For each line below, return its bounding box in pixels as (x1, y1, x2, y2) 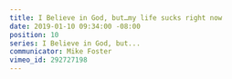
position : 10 (9, 30, 59, 39)
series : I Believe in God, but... (9, 38, 142, 48)
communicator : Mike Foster (9, 47, 112, 56)
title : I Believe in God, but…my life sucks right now (9, 13, 223, 23)
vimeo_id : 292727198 (9, 55, 89, 64)
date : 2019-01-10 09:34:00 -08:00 (9, 22, 142, 31)
